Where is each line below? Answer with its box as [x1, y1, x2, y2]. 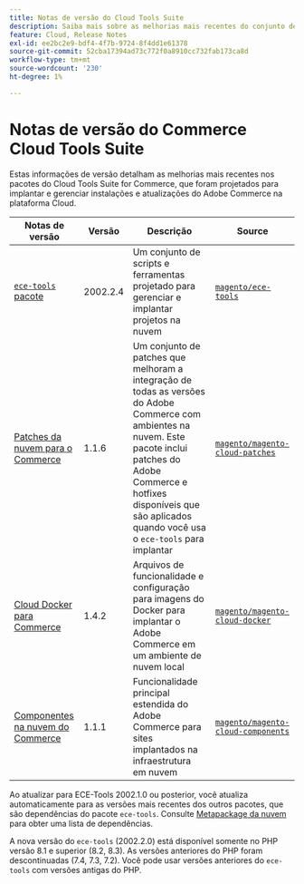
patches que [132, 351, 186, 364]
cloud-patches [214, 447, 276, 458]
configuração [132, 581, 190, 594]
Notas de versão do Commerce [9, 119, 247, 140]
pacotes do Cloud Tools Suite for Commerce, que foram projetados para [9, 178, 279, 189]
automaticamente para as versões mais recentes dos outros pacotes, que [9, 799, 284, 810]
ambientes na [132, 419, 191, 432]
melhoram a [132, 362, 184, 374]
